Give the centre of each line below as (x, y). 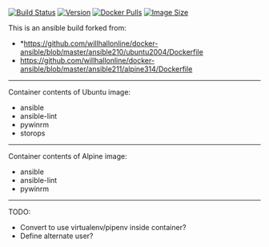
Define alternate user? (56, 236)
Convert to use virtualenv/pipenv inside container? (103, 227)
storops (32, 133)
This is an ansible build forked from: (67, 28)
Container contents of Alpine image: (68, 156)
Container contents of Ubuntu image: (69, 92)
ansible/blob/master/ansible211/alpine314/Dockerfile (106, 69)
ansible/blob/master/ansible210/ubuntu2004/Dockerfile (112, 52)
